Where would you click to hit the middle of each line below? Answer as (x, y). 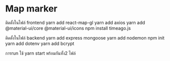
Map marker (31, 9)
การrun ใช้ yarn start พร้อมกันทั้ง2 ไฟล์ (41, 53)
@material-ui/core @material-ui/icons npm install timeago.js (68, 28)
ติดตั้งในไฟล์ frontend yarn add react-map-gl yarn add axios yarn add (75, 22)
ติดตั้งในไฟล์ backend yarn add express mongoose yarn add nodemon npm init (85, 37)
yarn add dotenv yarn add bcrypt (40, 43)
